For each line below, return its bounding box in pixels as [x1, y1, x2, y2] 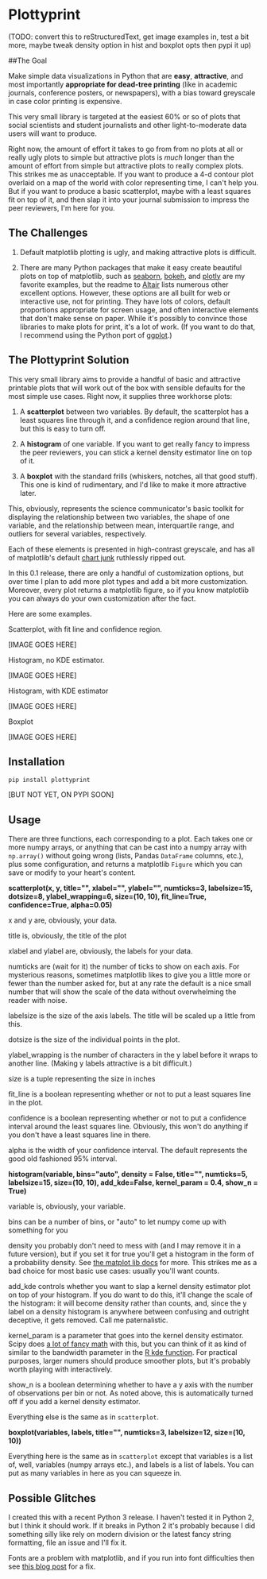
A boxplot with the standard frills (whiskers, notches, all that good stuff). [19, 471, 258, 481]
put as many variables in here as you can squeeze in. [8, 1469, 182, 1478]
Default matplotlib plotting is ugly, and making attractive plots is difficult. [19, 247, 257, 257]
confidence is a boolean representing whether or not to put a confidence [8, 1113, 246, 1123]
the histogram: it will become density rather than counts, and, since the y [8, 1298, 247, 1308]
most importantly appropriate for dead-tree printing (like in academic [8, 79, 238, 89]
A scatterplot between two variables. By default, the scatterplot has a [19, 407, 249, 416]
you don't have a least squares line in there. [8, 1130, 151, 1140]
